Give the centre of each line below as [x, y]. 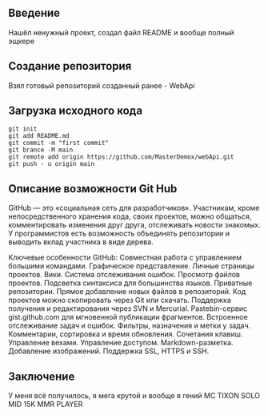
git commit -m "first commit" [59, 143]
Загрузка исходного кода [75, 111]
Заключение [42, 376]
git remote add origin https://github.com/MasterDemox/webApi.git [121, 157]
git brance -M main [41, 150]
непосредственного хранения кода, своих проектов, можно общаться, [130, 216]
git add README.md [39, 136]
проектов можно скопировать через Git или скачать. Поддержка [120, 300]
